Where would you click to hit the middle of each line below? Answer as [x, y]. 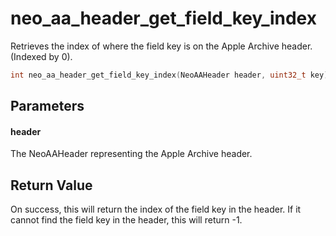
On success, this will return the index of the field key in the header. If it [156, 209]
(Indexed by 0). [41, 56]
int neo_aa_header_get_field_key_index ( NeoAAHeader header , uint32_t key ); [171, 75]
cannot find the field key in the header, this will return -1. [126, 220]
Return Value [51, 185]
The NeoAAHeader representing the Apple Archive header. [131, 154]
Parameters [47, 106]
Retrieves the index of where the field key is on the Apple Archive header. [161, 46]
